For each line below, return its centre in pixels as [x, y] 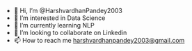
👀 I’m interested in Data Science [59, 18]
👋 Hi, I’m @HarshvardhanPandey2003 [68, 11]
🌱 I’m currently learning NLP [54, 25]
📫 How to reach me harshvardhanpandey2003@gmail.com [99, 40]
